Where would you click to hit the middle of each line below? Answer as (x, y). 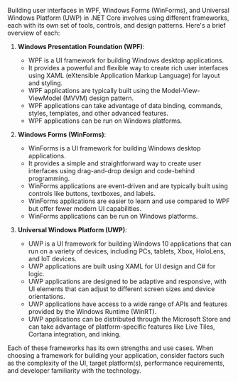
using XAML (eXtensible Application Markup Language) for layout (124, 75)
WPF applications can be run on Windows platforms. (105, 121)
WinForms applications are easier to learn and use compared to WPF (129, 201)
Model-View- (181, 91)
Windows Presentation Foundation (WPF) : (81, 47)
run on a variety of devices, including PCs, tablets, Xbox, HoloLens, (127, 251)
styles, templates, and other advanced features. (98, 113)
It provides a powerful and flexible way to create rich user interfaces (128, 68)
